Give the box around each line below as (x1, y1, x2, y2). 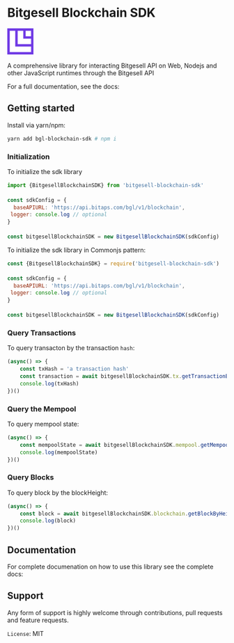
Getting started (7, 102, 75, 114)
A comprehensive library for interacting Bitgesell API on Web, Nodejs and (7, 61, 217, 70)
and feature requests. (7, 616, 70, 624)
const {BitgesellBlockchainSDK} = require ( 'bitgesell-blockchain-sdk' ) (7, 260, 219, 267)
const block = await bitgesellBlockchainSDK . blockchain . (19, 510, 189, 517)
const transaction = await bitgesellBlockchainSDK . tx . (19, 372, 182, 380)
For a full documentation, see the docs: (7, 82, 120, 90)
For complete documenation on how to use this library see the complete (7, 562, 214, 571)
